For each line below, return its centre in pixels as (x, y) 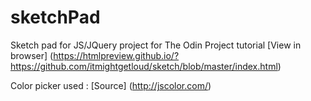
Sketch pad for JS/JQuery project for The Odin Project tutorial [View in (156, 45)
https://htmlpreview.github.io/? (116, 55)
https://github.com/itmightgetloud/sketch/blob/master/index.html (144, 66)
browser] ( (32, 55)
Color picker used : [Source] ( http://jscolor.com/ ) (111, 85)
